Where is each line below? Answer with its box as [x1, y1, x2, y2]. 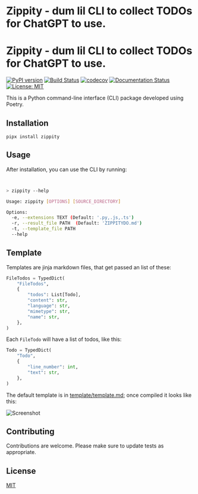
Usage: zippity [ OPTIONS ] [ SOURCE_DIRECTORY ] [6, 198, 121, 204]
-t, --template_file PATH [11, 226, 76, 232]
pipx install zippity [6, 133, 60, 139]
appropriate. [6, 449, 37, 456]
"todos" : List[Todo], [27, 292, 81, 298]
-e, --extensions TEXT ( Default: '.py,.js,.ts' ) [11, 215, 134, 221]
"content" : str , [27, 297, 68, 303]
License [6, 466, 36, 476]
